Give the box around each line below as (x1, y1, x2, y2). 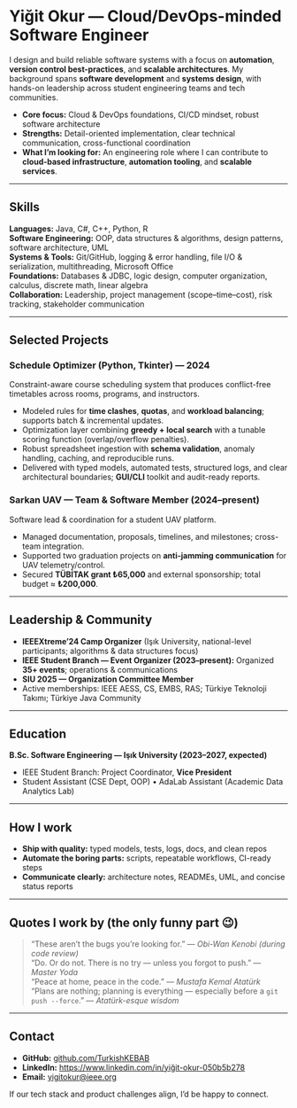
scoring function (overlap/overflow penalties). (21, 434, 190, 445)
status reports (21, 881, 73, 892)
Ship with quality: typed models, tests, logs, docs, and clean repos (21, 844, 268, 854)
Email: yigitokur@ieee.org (21, 1071, 118, 1082)
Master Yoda (30, 966, 79, 977)
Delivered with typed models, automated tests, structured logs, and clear (21, 463, 288, 473)
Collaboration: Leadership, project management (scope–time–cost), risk (9, 289, 272, 300)
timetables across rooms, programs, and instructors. (9, 388, 201, 400)
